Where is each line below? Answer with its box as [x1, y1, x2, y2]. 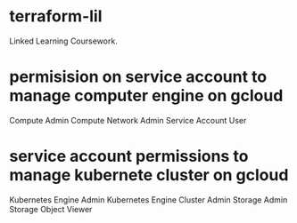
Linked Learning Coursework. [9, 36, 118, 46]
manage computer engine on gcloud [9, 86, 284, 106]
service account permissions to [9, 147, 249, 166]
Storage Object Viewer [9, 203, 93, 214]
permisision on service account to [9, 67, 268, 87]
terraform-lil [9, 6, 103, 27]
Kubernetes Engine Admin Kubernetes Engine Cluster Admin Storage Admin [9, 194, 288, 205]
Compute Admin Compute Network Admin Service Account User [9, 115, 247, 125]
